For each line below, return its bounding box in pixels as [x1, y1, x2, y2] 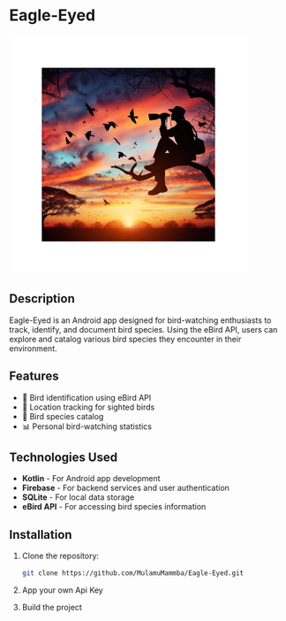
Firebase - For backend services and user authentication [21, 483, 230, 494]
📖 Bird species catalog [21, 410, 104, 421]
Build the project [21, 602, 82, 613]
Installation [9, 527, 72, 542]
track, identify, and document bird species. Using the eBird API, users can [9, 324, 278, 334]
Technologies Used [9, 449, 117, 464]
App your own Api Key [21, 585, 103, 595]
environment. [9, 342, 57, 354]
